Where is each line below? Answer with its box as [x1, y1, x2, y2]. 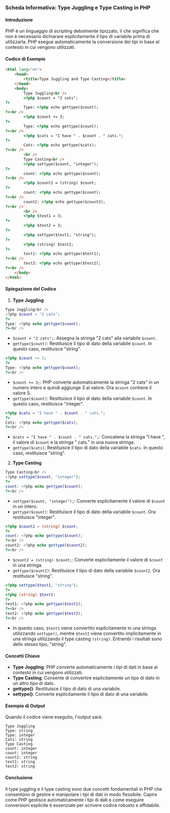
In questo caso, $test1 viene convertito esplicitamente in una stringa [12, 624, 156, 631]
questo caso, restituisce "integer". [12, 400, 84, 407]
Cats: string [5, 737, 33, 742]
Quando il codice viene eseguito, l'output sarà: [5, 714, 103, 720]
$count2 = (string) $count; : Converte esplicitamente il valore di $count [12, 556, 163, 562]
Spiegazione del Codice [5, 286, 57, 292]
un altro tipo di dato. [12, 680, 55, 686]
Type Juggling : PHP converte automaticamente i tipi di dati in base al [12, 664, 158, 670]
